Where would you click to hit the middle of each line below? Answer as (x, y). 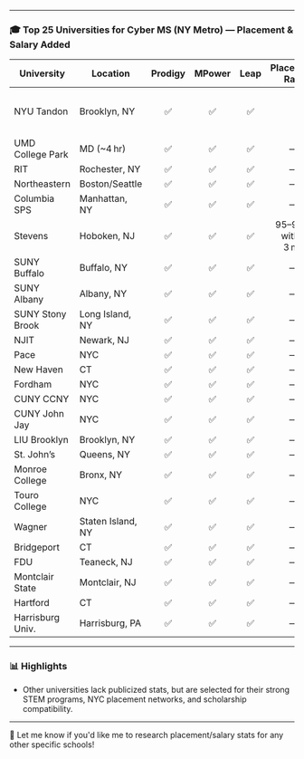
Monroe (31, 469)
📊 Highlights (38, 667)
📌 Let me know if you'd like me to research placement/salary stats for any (147, 735)
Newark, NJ (104, 341)
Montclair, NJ (108, 582)
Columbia (34, 198)
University (43, 73)
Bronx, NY (101, 475)
